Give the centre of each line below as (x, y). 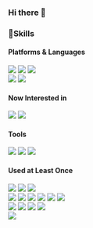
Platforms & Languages (47, 52)
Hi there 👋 (27, 13)
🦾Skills (21, 33)
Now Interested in (38, 98)
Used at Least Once (41, 171)
